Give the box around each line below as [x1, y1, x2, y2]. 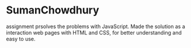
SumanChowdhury [6, 4, 99, 17]
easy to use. [6, 35, 36, 42]
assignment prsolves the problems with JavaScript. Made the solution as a [6, 23, 186, 30]
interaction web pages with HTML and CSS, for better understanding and [6, 29, 182, 36]
